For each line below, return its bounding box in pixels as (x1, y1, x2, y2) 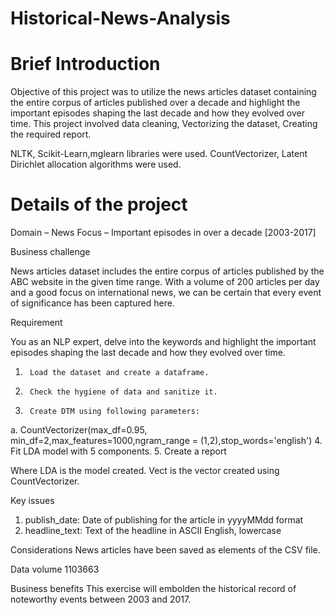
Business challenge (10, 246, 91, 258)
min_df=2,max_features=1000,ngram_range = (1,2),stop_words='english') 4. (10, 435, 323, 447)
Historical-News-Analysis (10, 7, 231, 30)
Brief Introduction (10, 53, 161, 76)
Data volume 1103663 (10, 563, 100, 576)
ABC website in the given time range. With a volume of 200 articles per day (10, 276, 320, 288)
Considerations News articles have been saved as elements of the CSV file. (10, 544, 321, 556)
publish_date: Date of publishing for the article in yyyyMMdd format (24, 514, 304, 526)
